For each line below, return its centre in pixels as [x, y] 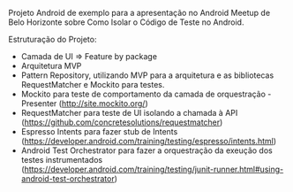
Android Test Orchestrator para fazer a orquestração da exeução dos [146, 150]
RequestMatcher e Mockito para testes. [93, 84]
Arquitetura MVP [51, 66]
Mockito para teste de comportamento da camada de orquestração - [146, 94]
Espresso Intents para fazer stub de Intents [99, 131]
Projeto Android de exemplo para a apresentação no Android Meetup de [139, 13]
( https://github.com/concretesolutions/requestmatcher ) [122, 122]
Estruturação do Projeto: [53, 39]
